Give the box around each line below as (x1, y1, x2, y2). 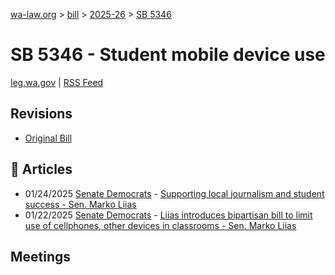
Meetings (10, 248, 72, 265)
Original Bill (24, 132, 73, 144)
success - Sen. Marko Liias (24, 198, 137, 210)
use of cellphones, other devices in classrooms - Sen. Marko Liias (24, 219, 297, 231)
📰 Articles (10, 161, 73, 178)
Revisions (10, 105, 73, 123)
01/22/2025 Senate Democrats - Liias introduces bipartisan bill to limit (24, 209, 313, 221)
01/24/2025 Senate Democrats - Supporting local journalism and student (24, 187, 325, 199)
